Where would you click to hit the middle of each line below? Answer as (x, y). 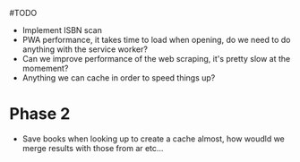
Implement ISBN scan (62, 30)
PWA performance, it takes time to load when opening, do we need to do (156, 40)
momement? (45, 68)
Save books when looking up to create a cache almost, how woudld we (153, 139)
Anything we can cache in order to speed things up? (119, 78)
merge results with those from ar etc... (93, 148)
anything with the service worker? (85, 49)
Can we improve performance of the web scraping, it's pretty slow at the (156, 59)
